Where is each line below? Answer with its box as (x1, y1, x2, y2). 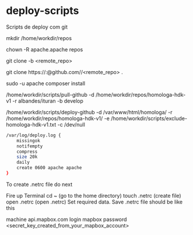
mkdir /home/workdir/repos (6, 34, 72, 41)
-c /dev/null (57, 121, 86, 128)
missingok (16, 138, 41, 143)
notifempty (16, 143, 43, 149)
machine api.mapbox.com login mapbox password (6, 216, 127, 223)
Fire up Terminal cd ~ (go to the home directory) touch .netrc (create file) (6, 192, 182, 199)
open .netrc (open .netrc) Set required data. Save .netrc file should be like (6, 198, 183, 205)
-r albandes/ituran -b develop (12, 97, 83, 104)
